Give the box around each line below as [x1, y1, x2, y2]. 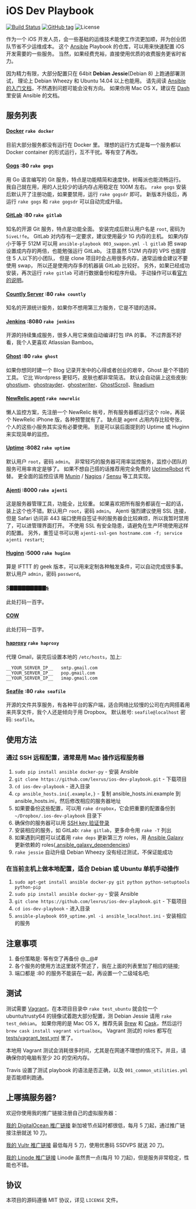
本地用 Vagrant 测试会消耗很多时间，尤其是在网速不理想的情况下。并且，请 [6, 1046, 187, 1054]
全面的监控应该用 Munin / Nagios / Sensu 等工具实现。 [22, 472, 153, 479]
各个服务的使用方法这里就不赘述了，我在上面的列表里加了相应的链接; [14, 962, 180, 969]
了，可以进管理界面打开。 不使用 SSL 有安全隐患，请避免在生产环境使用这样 [6, 522, 188, 529]
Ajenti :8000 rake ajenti [6, 486, 68, 493]
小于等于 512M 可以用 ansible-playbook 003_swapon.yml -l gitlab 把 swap [6, 240, 187, 247]
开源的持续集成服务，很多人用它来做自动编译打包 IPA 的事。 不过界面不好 [6, 332, 182, 339]
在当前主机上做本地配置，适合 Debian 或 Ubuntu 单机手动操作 [6, 864, 179, 873]
